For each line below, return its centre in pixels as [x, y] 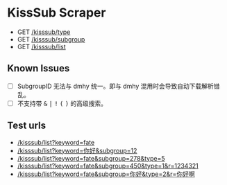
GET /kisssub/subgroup [51, 39]
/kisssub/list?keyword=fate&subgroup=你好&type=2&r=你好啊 [106, 174]
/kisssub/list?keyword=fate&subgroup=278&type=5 [91, 158]
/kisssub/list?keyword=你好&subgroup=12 [77, 150]
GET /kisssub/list [41, 46]
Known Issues [39, 68]
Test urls [27, 126]
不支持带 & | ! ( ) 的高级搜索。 [62, 103]
